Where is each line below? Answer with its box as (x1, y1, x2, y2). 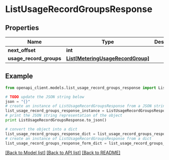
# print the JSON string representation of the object (5, 113, 123, 118)
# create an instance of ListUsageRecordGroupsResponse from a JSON (5, 104, 152, 109)
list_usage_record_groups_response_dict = (5, 131, 96, 136)
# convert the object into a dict (5, 126, 78, 131)
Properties (5, 24, 39, 32)
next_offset (8, 47, 36, 54)
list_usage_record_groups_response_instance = (5, 108, 105, 113)
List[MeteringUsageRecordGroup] (66, 55, 150, 62)
